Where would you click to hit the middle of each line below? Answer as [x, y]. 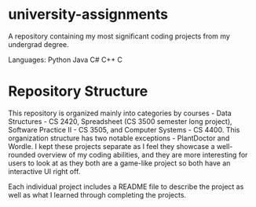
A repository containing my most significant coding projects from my [119, 36]
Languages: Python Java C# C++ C [66, 60]
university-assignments [88, 15]
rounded [22, 154]
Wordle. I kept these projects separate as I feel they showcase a [112, 146]
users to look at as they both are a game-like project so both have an [119, 163]
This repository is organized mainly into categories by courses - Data [120, 113]
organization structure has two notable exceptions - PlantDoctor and [119, 138]
